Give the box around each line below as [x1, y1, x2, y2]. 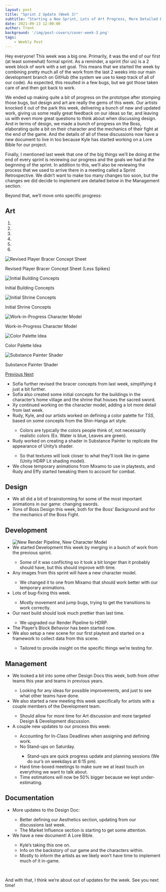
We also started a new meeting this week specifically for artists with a [12, 698, 155, 704]
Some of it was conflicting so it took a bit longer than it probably [19, 559, 150, 565]
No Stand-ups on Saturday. [19, 744, 76, 749]
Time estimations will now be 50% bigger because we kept [19, 774, 140, 780]
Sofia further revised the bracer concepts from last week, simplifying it [12, 381, 157, 387]
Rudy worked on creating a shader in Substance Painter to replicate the [12, 438, 158, 444]
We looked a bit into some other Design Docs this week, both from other [12, 672, 160, 678]
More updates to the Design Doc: [12, 807, 80, 813]
